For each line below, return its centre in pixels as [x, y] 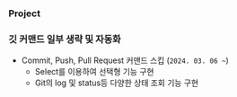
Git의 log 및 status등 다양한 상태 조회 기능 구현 [117, 83]
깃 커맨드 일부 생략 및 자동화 [65, 39]
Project [25, 13]
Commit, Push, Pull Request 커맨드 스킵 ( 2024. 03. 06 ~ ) [125, 60]
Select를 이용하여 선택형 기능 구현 [94, 72]
